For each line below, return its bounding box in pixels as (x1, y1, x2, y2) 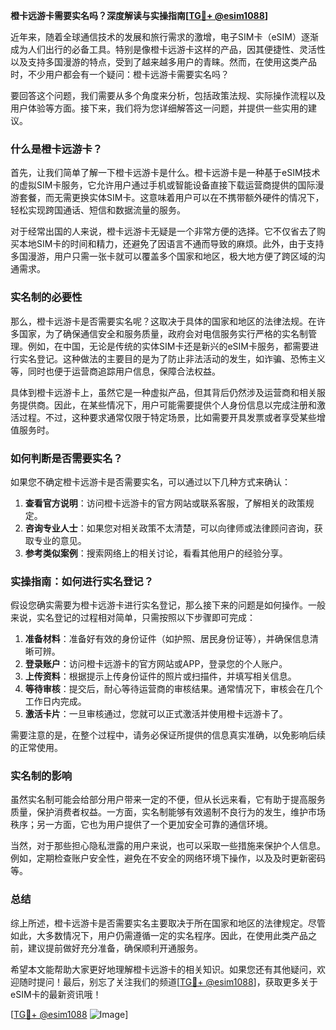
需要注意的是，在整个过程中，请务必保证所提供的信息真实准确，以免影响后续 (10, 729, 326, 741)
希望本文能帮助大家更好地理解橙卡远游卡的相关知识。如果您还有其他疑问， (10, 963, 317, 975)
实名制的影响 (10, 769, 73, 783)
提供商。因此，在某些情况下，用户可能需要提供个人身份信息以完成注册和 (18, 399, 317, 411)
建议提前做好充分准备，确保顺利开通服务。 (27, 942, 203, 954)
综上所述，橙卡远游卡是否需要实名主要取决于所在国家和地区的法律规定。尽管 (10, 917, 326, 929)
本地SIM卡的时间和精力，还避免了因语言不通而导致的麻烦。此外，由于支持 (18, 238, 325, 250)
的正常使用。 (10, 742, 63, 754)
